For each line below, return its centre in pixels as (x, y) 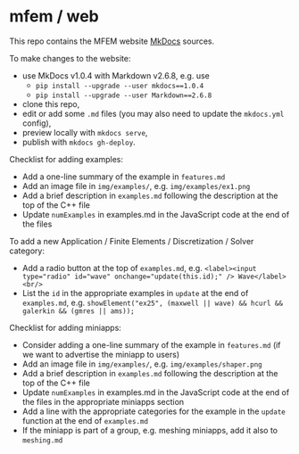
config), (37, 123)
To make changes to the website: (70, 58)
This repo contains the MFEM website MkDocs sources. (112, 41)
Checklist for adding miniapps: (66, 327)
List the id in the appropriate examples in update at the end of (135, 293)
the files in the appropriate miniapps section (103, 401)
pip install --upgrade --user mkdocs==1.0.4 (120, 86)
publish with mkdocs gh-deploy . (79, 142)
